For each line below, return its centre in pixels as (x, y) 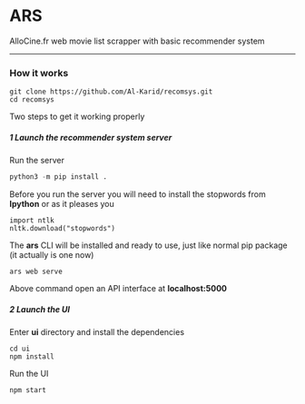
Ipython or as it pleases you (62, 204)
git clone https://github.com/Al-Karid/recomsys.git (111, 92)
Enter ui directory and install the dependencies (97, 332)
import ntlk (32, 221)
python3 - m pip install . (58, 177)
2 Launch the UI (40, 309)
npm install (32, 357)
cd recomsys (32, 100)
